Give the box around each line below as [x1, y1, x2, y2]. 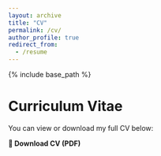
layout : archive [8, 11, 62, 20]
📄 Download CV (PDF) [8, 139, 81, 148]
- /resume [15, 48, 47, 56]
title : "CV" [8, 19, 47, 27]
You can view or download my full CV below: [8, 123, 154, 132]
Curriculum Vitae [8, 98, 123, 115]
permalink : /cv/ [8, 26, 62, 34]
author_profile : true [8, 33, 80, 42]
